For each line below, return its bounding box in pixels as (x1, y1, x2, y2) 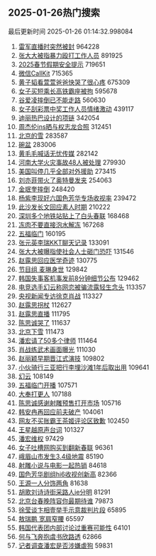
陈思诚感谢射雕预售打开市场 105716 (18, 398, 121, 407)
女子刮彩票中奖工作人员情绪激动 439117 (18, 104, 134, 113)
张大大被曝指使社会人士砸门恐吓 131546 (18, 247, 134, 255)
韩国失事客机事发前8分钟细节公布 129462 (18, 274, 140, 282)
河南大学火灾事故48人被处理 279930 (18, 158, 126, 166)
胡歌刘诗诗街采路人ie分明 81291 (18, 488, 111, 496)
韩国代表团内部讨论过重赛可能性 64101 (18, 523, 130, 532)
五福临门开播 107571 (18, 381, 77, 389)
